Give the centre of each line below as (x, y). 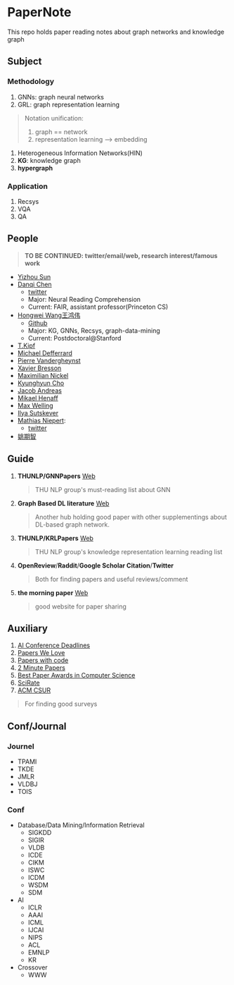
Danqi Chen (34, 284)
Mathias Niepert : (41, 420)
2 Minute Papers (41, 668)
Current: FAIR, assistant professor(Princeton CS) (98, 307)
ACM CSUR (34, 690)
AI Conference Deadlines (53, 645)
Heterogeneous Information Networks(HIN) (80, 153)
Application (27, 186)
